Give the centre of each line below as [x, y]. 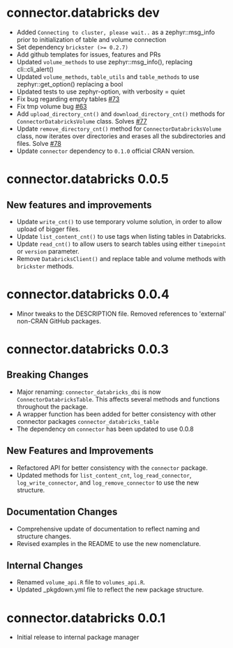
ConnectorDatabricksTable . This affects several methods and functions [118, 399]
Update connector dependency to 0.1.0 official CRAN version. [106, 151]
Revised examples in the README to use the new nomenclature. [109, 543]
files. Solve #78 [39, 143]
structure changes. [44, 536]
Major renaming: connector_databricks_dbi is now [89, 392]
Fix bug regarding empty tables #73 [68, 98]
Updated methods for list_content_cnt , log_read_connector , [104, 475]
